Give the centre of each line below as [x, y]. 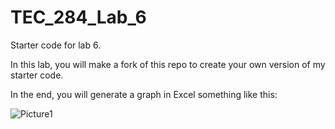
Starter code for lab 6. [56, 45]
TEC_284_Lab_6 [78, 17]
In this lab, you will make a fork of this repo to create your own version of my [168, 64]
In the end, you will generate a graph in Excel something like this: [144, 94]
